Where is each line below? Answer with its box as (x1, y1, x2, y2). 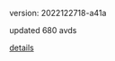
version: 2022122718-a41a (9, 8, 107, 18)
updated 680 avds (9, 25, 77, 35)
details (9, 42, 34, 53)
